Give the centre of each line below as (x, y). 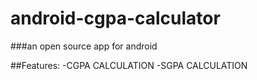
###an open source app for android (84, 46)
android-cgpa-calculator (115, 18)
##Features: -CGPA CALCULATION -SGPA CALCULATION (129, 65)
